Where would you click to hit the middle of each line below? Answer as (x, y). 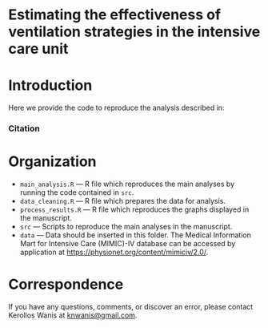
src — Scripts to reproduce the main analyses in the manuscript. (126, 226)
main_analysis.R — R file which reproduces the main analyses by (127, 184)
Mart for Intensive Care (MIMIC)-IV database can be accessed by (128, 243)
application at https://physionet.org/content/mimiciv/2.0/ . (114, 252)
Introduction (50, 85)
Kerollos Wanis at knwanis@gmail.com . (73, 315)
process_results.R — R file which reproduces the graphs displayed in (134, 209)
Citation (24, 128)
